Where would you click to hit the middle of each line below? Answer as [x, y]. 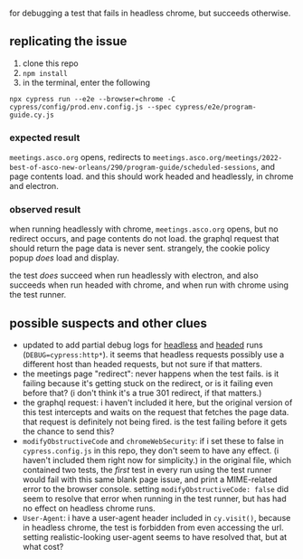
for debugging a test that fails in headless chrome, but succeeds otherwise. [150, 13]
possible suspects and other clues [109, 323]
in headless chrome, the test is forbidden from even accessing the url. [153, 527]
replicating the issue [68, 41]
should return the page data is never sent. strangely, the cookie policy [140, 249]
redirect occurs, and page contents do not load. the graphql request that [144, 239]
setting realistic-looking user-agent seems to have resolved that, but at [155, 537]
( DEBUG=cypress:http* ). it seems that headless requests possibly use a [153, 355]
